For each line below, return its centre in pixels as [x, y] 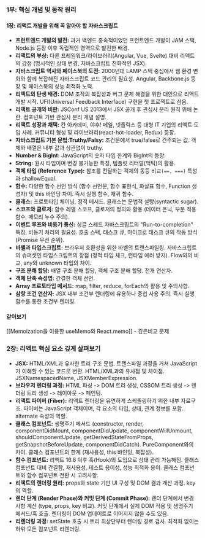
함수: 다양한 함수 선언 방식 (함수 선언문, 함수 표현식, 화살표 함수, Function [103, 186]
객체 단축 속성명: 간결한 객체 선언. [55, 278]
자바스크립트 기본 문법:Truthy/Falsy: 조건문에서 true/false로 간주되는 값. [102, 140]
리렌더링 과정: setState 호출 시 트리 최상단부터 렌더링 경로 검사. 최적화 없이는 [107, 521]
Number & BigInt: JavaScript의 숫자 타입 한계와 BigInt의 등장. [91, 155]
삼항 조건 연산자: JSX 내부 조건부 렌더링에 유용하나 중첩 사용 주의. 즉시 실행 [105, 294]
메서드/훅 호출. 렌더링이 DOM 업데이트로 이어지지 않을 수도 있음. [92, 513]
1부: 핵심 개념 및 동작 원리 [41, 9]
